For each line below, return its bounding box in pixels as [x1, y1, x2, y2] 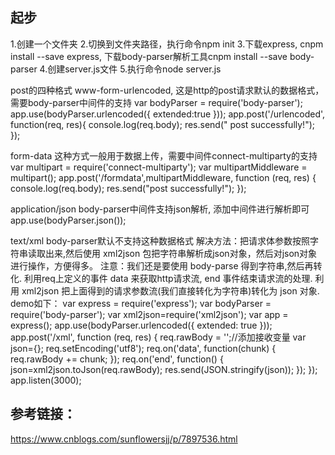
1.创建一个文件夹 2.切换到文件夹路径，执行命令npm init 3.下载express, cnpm [10, 38, 324, 50]
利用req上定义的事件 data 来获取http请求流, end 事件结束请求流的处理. [23, 272, 313, 284]
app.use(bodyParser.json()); [10, 214, 127, 226]
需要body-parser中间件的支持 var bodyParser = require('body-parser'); [10, 96, 303, 108]
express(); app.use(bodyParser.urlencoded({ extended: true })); [10, 319, 273, 331]
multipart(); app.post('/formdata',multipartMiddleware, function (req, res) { [10, 171, 317, 183]
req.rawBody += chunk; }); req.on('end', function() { [10, 353, 224, 365]
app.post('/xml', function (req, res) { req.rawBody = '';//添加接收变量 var [10, 331, 307, 343]
